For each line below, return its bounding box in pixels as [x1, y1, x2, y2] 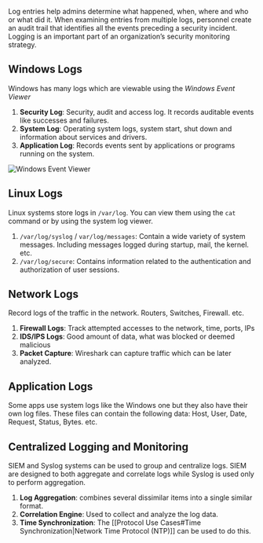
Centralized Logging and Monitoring [8, 440, 188, 453]
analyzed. [19, 357, 52, 366]
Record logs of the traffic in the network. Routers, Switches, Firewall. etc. [8, 308, 245, 317]
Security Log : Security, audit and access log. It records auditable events [19, 107, 254, 116]
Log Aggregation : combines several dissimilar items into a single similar [19, 493, 253, 502]
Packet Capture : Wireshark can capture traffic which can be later [19, 349, 232, 358]
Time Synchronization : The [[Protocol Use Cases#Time [19, 518, 202, 527]
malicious [19, 340, 51, 350]
